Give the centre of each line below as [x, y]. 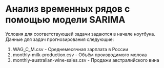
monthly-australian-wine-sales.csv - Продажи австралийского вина [86, 60]
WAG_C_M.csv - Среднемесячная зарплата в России [70, 49]
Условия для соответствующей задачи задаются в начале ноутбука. [80, 34]
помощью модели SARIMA [65, 20]
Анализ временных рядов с [68, 9]
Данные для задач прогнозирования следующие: [60, 39]
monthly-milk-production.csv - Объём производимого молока [80, 55]
